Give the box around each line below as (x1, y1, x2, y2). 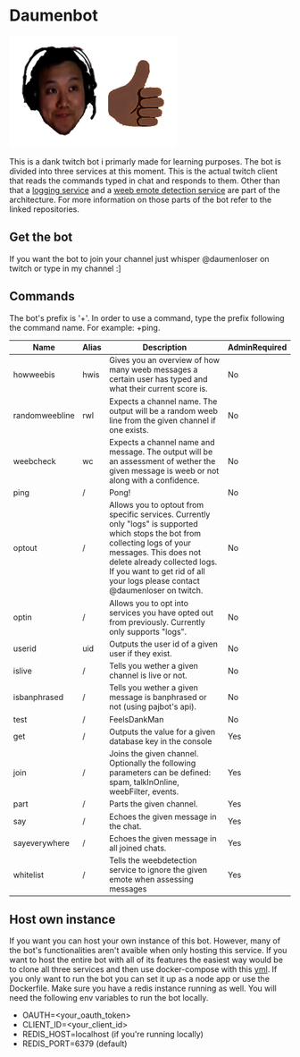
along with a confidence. (108, 475, 200, 486)
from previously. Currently (108, 616, 205, 627)
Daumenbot (9, 5, 98, 26)
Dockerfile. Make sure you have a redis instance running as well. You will (9, 983, 277, 994)
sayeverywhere (12, 838, 70, 849)
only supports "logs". (108, 626, 187, 637)
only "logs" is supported (108, 519, 198, 529)
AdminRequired (227, 342, 287, 353)
